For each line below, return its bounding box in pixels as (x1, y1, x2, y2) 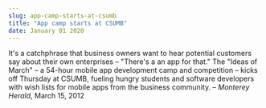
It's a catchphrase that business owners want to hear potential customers (8, 49, 252, 58)
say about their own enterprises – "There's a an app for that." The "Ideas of (8, 57, 258, 66)
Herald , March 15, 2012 (8, 91, 85, 101)
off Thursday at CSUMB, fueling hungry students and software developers (8, 74, 255, 84)
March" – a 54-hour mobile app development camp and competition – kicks (8, 66, 259, 75)
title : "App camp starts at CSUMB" (8, 19, 128, 27)
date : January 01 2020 (8, 26, 84, 34)
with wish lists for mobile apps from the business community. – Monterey (8, 82, 250, 92)
